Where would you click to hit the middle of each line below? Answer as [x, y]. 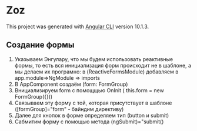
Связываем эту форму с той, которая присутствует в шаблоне [93, 103]
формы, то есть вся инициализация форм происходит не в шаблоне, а [103, 65]
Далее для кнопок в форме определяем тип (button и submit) [92, 115]
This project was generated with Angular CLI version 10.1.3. [78, 26]
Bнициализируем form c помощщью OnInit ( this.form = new [89, 90]
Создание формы [40, 45]
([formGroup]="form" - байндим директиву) [69, 109]
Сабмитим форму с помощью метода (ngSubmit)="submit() [89, 122]
